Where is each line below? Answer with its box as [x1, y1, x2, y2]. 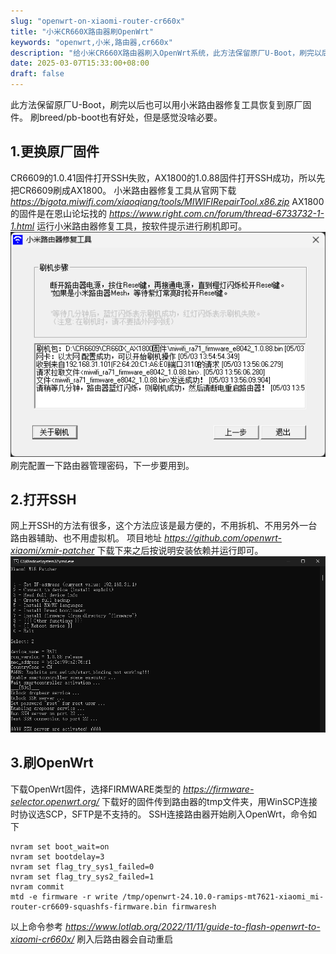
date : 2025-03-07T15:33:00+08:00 [10, 58, 150, 69]
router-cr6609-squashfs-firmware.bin [10, 901, 168, 912]
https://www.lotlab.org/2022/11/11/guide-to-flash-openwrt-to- [64, 920, 321, 932]
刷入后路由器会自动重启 [76, 933, 174, 945]
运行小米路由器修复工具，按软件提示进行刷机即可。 [36, 220, 248, 232]
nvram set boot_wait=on [10, 841, 110, 852]
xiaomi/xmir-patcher [10, 545, 95, 557]
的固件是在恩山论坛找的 [10, 207, 107, 219]
